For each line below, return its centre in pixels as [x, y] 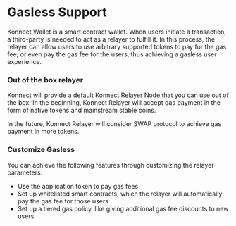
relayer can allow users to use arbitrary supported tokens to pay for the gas [117, 46]
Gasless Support [57, 12]
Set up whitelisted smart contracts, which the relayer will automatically [120, 194]
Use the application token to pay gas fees [78, 186]
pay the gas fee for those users [63, 201]
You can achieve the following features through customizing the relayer [111, 165]
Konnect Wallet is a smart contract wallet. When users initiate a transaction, [117, 32]
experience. [25, 61]
